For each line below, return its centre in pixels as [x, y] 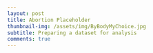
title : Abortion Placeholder [49, 20]
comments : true [29, 39]
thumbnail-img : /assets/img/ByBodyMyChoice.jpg [77, 26]
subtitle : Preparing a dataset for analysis [72, 33]
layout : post [26, 13]
